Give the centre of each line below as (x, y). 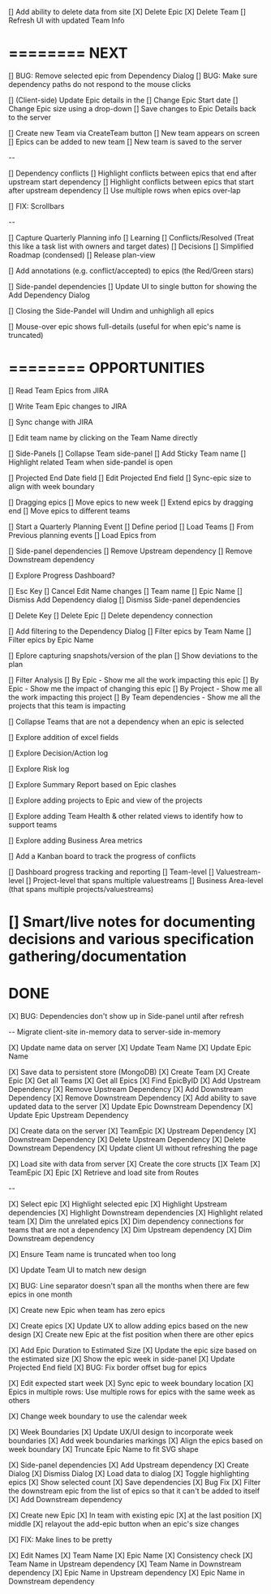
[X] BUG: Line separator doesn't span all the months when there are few (129, 1286)
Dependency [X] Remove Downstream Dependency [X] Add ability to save (133, 1098)
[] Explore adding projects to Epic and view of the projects (105, 800)
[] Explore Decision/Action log (58, 753)
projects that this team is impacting (67, 705)
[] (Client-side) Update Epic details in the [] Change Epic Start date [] (123, 100)
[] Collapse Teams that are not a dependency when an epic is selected (126, 721)
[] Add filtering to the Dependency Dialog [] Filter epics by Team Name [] (130, 631)
